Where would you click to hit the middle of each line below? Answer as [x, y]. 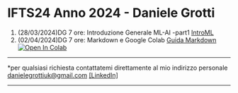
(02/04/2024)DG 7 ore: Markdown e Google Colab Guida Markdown [117, 39]
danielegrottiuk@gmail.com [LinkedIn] [63, 75]
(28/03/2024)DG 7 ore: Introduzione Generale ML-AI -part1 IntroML [115, 32]
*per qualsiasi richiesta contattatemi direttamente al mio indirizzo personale [118, 68]
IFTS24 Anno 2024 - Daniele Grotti [111, 13]
